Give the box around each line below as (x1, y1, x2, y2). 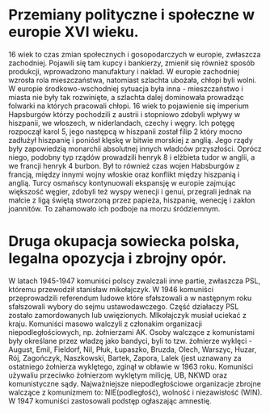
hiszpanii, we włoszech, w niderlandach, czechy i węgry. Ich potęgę (8, 118, 235, 128)
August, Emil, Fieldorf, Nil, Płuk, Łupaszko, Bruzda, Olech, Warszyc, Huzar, (8, 345, 257, 354)
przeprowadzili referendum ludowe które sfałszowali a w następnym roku (8, 293, 252, 303)
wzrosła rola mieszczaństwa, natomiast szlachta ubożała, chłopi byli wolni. (8, 75, 257, 85)
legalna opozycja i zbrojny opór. (8, 249, 227, 268)
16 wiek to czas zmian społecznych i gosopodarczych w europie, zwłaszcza (8, 49, 261, 59)
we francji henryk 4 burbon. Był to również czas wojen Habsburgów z (8, 161, 241, 170)
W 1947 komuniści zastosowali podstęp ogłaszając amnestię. (8, 395, 212, 405)
